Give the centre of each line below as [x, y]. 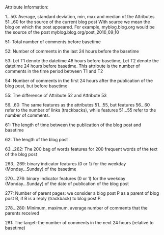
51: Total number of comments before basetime [53, 42]
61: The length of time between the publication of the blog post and [73, 125]
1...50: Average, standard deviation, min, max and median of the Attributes [80, 16]
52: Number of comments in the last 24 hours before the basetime [72, 51]
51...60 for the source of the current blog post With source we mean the [78, 22]
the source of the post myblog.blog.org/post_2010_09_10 [62, 32]
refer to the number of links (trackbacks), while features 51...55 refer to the [81, 110]
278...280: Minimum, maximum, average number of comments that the [77, 208]
